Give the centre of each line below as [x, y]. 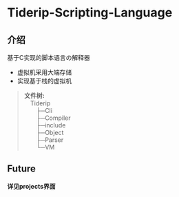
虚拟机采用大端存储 [44, 72]
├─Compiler [53, 118]
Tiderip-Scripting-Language [90, 13]
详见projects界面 [32, 186]
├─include [51, 125]
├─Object [50, 133]
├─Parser [50, 140]
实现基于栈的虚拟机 [44, 81]
